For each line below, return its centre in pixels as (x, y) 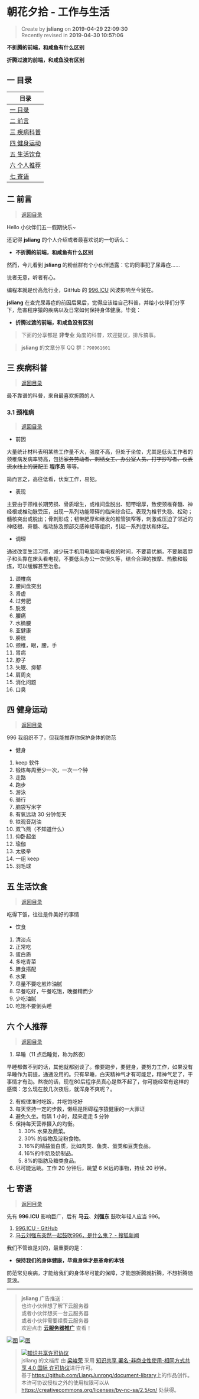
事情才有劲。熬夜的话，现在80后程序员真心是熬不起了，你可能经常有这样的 (98, 1082)
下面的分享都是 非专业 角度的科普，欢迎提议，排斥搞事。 (90, 335)
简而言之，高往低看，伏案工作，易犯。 (53, 479)
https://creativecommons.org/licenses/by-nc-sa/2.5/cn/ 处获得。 (100, 1390)
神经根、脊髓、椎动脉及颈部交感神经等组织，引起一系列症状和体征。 (89, 526)
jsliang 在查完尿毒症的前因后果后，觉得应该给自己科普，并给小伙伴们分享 (96, 302)
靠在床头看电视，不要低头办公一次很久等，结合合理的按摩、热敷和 (102, 558)
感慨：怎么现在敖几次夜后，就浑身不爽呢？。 (61, 1089)
